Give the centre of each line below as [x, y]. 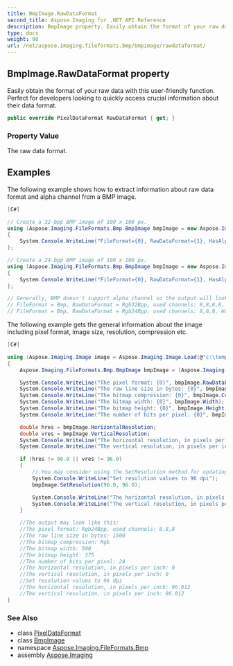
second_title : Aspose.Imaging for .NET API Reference [87, 20]
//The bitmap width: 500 [55, 548]
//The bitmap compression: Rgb [65, 542]
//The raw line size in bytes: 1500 [73, 536]
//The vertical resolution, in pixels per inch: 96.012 [102, 593]
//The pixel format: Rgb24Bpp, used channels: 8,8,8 [97, 529]
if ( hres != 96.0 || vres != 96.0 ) [71, 459]
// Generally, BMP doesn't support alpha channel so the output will [110, 299]
